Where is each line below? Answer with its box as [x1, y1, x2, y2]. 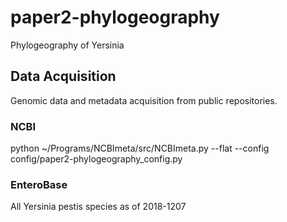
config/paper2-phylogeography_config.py [10, 153, 183, 165]
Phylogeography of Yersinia [10, 39, 125, 51]
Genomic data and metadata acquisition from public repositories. [10, 94, 278, 106]
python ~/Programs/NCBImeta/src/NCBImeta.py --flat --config [10, 142, 270, 155]
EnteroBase [10, 177, 68, 191]
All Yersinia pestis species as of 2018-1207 [10, 201, 187, 213]
